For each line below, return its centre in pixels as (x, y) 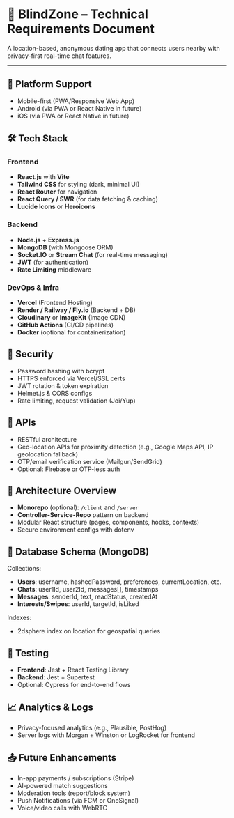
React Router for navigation (57, 192)
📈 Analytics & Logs (50, 708)
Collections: (24, 569)
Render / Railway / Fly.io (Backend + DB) (76, 310)
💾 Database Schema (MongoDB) (78, 551)
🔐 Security (30, 354)
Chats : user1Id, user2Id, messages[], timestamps (88, 589)
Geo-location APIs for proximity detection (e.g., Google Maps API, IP (115, 447)
